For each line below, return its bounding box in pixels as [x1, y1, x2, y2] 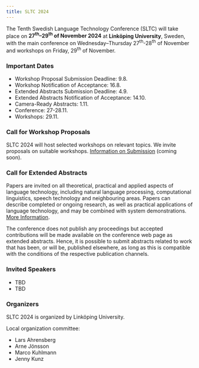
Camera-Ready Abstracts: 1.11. [14, 100, 89, 107]
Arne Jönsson [14, 342, 49, 350]
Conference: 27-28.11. [14, 106, 68, 113]
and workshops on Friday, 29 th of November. [6, 46, 116, 54]
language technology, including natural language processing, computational [6, 188, 191, 196]
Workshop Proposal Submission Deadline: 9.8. [14, 75, 128, 82]
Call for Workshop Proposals [6, 128, 91, 136]
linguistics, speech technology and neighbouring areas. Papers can [6, 195, 171, 202]
